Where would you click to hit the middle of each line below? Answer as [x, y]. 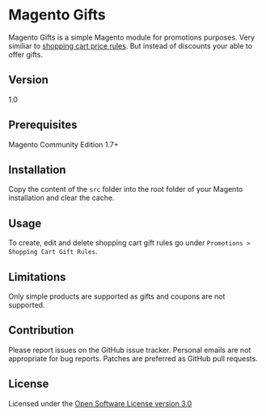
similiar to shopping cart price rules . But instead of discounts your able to [131, 45]
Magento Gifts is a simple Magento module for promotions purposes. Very [132, 37]
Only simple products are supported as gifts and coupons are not [117, 296]
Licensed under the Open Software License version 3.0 [100, 403]
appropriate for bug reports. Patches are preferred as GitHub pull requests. [133, 359]
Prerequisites [43, 125]
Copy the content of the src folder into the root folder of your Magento [126, 189]
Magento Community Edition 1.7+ [63, 144]
